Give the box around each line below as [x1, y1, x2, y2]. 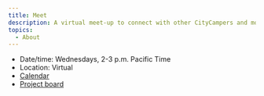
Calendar [19, 71, 49, 80]
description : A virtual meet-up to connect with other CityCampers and [8, 19, 247, 27]
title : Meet [8, 11, 47, 20]
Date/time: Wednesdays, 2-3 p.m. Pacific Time [19, 55, 171, 64]
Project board [19, 80, 64, 89]
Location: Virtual [19, 63, 73, 73]
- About [15, 33, 41, 41]
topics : [8, 26, 34, 34]
